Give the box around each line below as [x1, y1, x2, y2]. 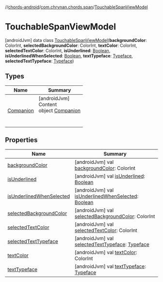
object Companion [38, 107, 81, 114]
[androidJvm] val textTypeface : [74, 263, 147, 270]
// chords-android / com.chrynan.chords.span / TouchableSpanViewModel [5, 4, 148, 10]
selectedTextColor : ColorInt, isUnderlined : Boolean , [5, 47, 111, 53]
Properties [5, 136, 38, 144]
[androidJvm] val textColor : [74, 249, 137, 256]
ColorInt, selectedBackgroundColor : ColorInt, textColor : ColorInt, [5, 42, 137, 48]
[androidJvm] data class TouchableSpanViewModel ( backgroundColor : [5, 37, 147, 43]
